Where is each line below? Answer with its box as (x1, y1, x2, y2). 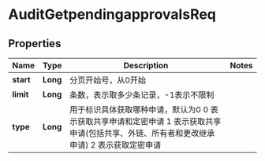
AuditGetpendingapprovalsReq (8, 5, 217, 24)
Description (123, 60, 169, 71)
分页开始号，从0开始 (69, 75, 146, 86)
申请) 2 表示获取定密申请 (69, 140, 162, 150)
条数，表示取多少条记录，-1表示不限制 (69, 90, 215, 100)
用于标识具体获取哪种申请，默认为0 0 (69, 104, 209, 115)
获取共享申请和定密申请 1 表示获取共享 (77, 116, 222, 126)
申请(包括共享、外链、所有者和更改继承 (69, 128, 215, 138)
